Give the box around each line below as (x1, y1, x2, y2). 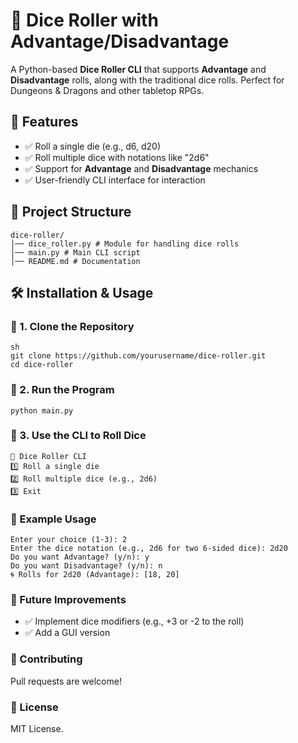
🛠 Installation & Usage (10, 284, 154, 301)
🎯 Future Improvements (10, 593, 127, 607)
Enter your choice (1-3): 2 (10, 535, 128, 545)
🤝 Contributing (10, 652, 83, 666)
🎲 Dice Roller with (10, 9, 159, 32)
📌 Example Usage (10, 512, 97, 526)
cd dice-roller (10, 360, 74, 370)
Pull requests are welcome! (10, 675, 122, 687)
